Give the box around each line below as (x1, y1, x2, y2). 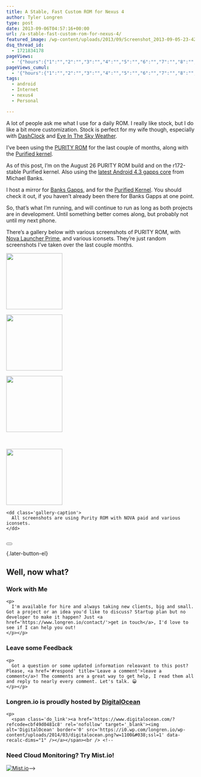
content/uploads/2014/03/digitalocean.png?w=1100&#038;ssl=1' (6, 732, 165, 738)
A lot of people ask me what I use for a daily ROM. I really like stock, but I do (6, 119, 194, 126)
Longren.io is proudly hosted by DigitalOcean (6, 697, 141, 706)
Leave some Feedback (6, 644, 73, 652)
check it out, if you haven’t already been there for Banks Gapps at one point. (6, 192, 194, 199)
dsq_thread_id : (6, 43, 44, 48)
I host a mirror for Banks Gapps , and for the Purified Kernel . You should (6, 186, 182, 193)
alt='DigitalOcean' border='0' (6, 727, 84, 733)
